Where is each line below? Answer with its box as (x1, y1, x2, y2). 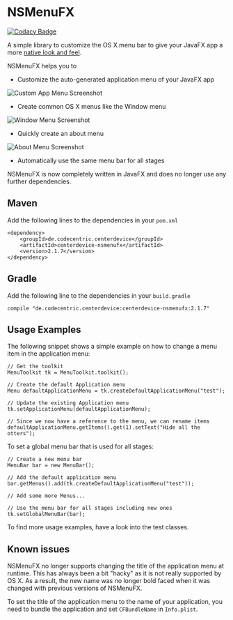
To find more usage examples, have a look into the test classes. (7, 523, 189, 531)
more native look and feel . (7, 48, 82, 56)
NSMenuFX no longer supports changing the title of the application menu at (7, 562, 225, 570)
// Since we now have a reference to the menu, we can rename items (7, 418, 210, 425)
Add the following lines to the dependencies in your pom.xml (7, 216, 179, 224)
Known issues (7, 543, 70, 555)
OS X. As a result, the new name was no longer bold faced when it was (7, 577, 211, 585)
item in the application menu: (7, 349, 90, 358)
